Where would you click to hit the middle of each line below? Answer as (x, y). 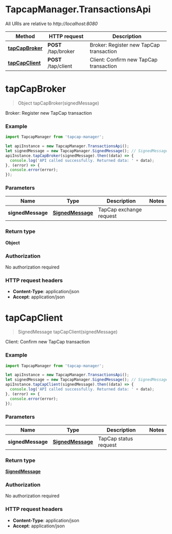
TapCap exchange (120, 210)
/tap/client (60, 66)
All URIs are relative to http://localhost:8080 (52, 24)
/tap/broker (61, 51)
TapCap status (115, 438)
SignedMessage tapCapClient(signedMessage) (68, 332)
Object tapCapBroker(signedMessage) (58, 103)
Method (25, 36)
